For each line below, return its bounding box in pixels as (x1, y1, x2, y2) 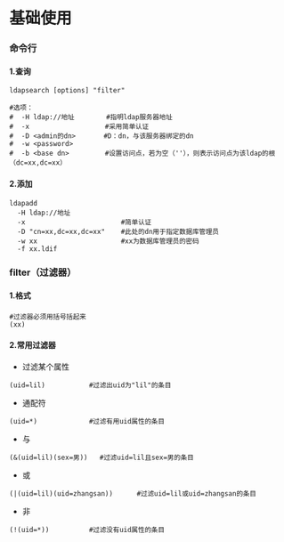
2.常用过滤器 (9, 340, 56, 351)
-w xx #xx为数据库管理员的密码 (17, 237, 199, 246)
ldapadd (9, 198, 38, 207)
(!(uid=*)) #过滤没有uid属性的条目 (9, 525, 165, 534)
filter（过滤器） (9, 266, 77, 279)
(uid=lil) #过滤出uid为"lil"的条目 (9, 380, 172, 390)
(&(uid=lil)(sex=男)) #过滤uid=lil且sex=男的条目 (9, 453, 194, 462)
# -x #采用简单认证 (9, 122, 150, 132)
